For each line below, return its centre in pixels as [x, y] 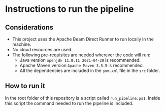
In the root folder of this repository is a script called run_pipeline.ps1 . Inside [83, 98]
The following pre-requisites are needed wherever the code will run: [81, 55]
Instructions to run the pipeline [69, 9]
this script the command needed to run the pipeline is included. [69, 103]
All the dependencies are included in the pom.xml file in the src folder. [90, 71]
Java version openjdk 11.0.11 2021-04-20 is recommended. [80, 60]
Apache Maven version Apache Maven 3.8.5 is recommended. [82, 65]
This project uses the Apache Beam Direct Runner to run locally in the [83, 39]
